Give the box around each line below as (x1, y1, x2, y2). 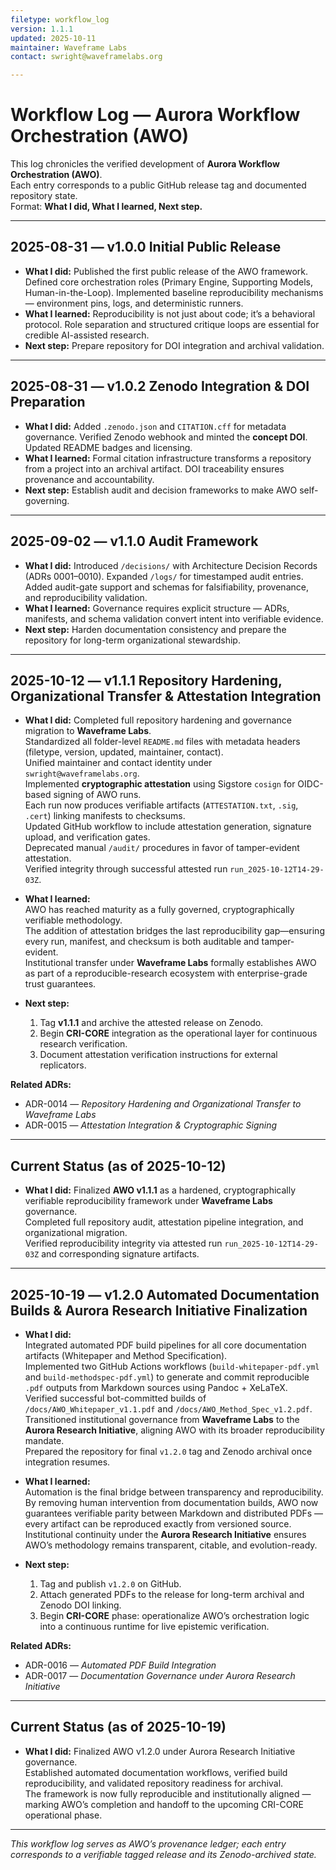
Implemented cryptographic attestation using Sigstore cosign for (24, 778, 296, 790)
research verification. (39, 1038, 128, 1050)
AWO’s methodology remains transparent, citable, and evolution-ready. (24, 1539, 318, 1551)
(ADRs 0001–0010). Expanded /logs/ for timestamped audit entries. (24, 570, 304, 582)
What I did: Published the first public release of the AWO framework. (24, 265, 308, 277)
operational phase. (24, 1809, 103, 1821)
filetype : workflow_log (10, 14, 110, 25)
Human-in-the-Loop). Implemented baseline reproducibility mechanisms (24, 286, 324, 298)
